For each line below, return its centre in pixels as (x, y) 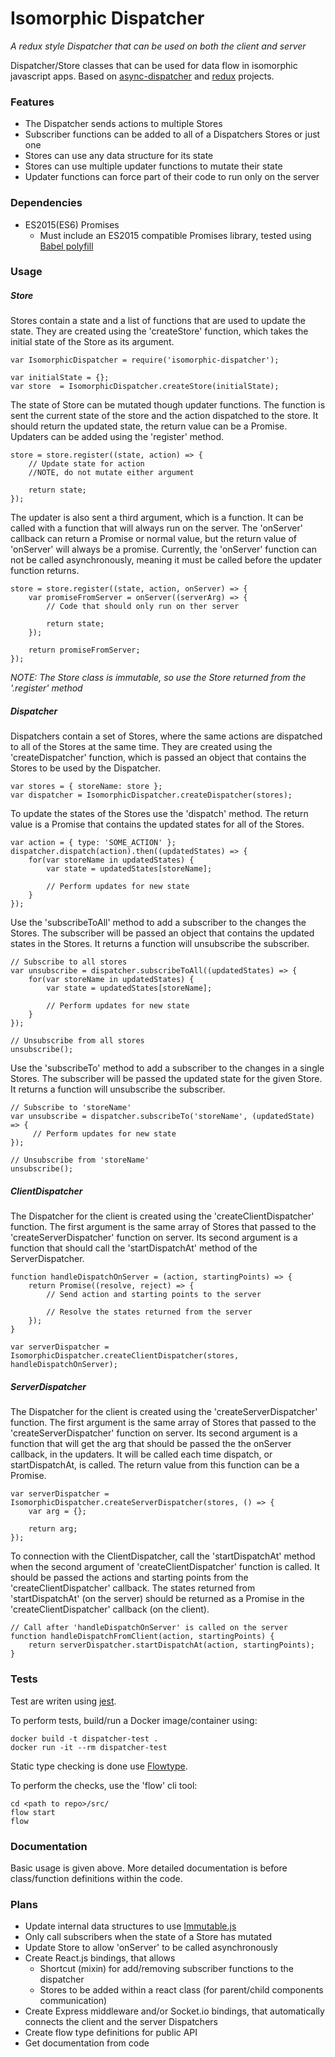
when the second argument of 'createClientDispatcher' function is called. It (165, 1567)
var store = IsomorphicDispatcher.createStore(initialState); (145, 387)
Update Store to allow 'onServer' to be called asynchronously (151, 1948)
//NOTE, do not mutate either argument (111, 473)
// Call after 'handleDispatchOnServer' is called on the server (149, 1628)
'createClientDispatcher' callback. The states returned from (133, 1588)
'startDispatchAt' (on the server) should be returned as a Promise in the (157, 1599)
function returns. (45, 571)
